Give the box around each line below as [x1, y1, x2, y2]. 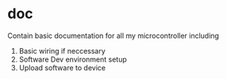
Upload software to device [18, 62, 106, 72]
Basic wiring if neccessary [18, 46, 106, 55]
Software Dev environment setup [18, 55, 128, 64]
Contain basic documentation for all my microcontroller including [7, 31, 220, 40]
